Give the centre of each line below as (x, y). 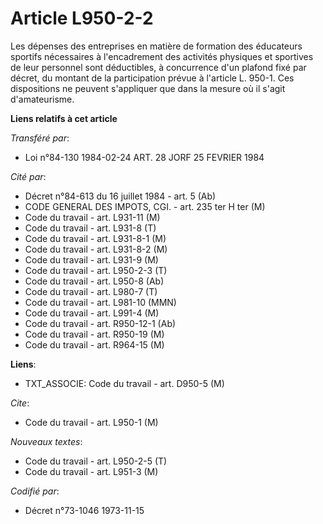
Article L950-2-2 (82, 18)
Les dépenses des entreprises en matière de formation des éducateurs (156, 46)
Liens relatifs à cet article (64, 118)
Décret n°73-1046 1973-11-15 (84, 510)
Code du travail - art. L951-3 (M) (91, 471)
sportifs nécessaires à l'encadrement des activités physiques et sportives (162, 56)
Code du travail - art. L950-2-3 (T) (96, 270)
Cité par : (28, 176)
